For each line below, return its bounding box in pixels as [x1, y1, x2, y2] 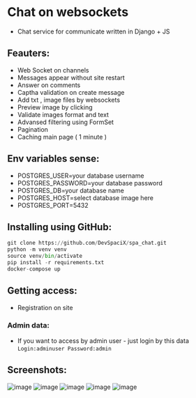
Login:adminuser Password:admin [17, 345, 112, 352]
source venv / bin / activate [7, 252, 82, 260]
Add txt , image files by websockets [17, 95, 121, 104]
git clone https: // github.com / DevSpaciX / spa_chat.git [7, 240, 167, 247]
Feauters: [7, 47, 50, 59]
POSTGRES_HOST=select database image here [17, 193, 154, 202]
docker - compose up [7, 266, 61, 273]
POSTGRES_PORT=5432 [17, 201, 89, 209]
